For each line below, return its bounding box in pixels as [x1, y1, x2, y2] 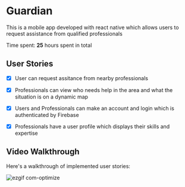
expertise [14, 129, 39, 137]
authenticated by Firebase [14, 111, 79, 118]
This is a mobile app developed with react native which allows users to [6, 24, 180, 31]
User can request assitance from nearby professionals [14, 74, 149, 81]
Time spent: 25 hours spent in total [6, 42, 92, 49]
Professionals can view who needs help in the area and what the [14, 86, 173, 93]
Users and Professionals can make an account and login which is [14, 104, 174, 112]
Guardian [6, 4, 53, 18]
